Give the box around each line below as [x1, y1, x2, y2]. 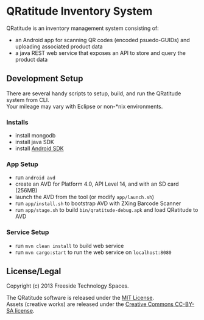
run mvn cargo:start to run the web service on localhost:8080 [15, 249, 172, 256]
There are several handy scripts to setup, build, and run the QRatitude [6, 90, 181, 97]
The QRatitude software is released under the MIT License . [6, 294, 154, 302]
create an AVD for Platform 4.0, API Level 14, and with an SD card [15, 180, 179, 187]
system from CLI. [6, 96, 50, 103]
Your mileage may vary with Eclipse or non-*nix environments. [6, 103, 163, 110]
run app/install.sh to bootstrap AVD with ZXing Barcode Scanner [15, 200, 181, 207]
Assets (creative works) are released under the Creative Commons [6, 300, 174, 308]
